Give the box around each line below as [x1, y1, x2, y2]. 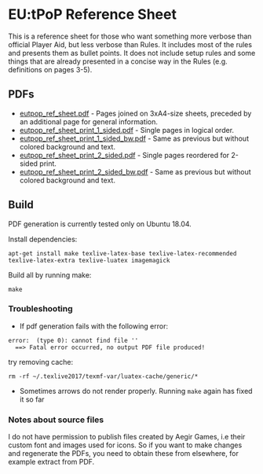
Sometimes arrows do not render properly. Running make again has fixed [19, 386, 253, 395]
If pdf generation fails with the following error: [19, 321, 169, 331]
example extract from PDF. [8, 457, 95, 467]
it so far [19, 395, 45, 404]
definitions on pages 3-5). [8, 64, 93, 74]
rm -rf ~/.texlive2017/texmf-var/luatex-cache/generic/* [8, 372, 199, 380]
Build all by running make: [8, 270, 92, 280]
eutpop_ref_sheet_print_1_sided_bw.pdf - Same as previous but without [19, 134, 250, 143]
